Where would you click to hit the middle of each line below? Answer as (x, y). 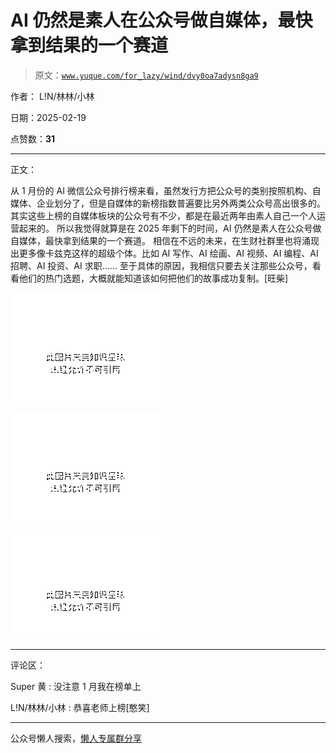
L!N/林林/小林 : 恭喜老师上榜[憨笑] (80, 707)
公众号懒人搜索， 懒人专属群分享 (76, 738)
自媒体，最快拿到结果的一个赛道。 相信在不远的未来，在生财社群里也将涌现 (165, 240)
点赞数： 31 (33, 138)
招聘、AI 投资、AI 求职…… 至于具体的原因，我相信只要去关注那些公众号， (161, 265)
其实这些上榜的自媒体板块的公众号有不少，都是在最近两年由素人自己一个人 (163, 215)
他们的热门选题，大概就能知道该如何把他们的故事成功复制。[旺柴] (153, 278)
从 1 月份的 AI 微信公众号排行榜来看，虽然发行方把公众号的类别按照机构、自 (166, 190)
